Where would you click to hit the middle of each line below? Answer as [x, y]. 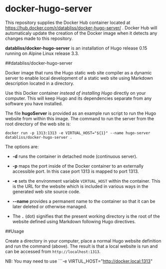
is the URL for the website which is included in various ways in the [80, 186]
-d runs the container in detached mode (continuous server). [75, 156]
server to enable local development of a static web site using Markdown [79, 78]
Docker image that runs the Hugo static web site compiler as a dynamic [79, 72]
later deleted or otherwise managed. [50, 206]
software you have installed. [34, 103]
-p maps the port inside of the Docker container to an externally [78, 166]
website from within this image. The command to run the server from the [80, 118]
